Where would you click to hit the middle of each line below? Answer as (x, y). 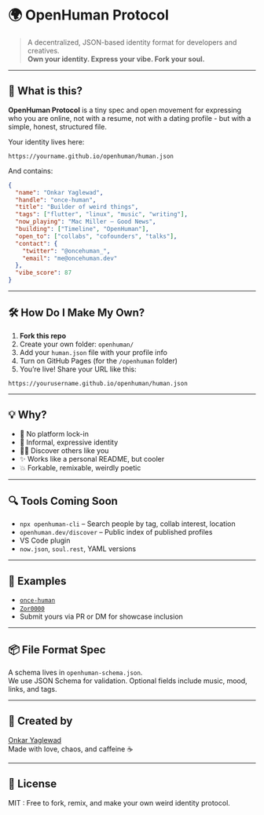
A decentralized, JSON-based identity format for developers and (132, 42)
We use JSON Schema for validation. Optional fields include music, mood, (128, 681)
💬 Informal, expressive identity (69, 442)
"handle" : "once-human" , (56, 200)
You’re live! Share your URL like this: (78, 369)
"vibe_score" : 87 (44, 273)
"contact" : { (37, 243)
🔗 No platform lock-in (54, 433)
